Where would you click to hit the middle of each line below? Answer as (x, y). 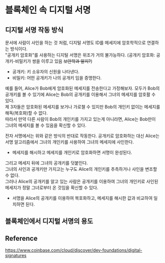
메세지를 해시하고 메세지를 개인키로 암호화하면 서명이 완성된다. (72, 152)
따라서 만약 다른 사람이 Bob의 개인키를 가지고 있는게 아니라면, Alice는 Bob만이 (81, 119)
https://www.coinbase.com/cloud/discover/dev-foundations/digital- (74, 250)
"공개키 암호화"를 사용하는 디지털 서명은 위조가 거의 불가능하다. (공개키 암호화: (80, 55)
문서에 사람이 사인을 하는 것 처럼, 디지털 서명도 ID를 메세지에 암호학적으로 (76, 43)
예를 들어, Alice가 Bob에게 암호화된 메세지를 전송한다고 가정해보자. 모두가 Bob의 (82, 88)
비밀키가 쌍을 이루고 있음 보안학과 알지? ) (54, 61)
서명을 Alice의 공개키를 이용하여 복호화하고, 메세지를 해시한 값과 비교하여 (82, 198)
